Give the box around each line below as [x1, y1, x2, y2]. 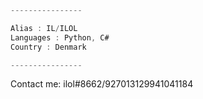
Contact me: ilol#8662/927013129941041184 [10, 78, 194, 90]
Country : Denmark [10, 42, 87, 52]
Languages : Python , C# [10, 32, 110, 43]
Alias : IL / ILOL [10, 23, 78, 33]
